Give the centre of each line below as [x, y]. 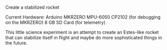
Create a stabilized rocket [33, 7]
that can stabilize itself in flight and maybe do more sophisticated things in [84, 38]
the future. [16, 43]
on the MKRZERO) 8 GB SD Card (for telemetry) [56, 22]
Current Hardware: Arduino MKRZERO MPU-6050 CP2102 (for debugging [83, 17]
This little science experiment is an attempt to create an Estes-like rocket [82, 32]
